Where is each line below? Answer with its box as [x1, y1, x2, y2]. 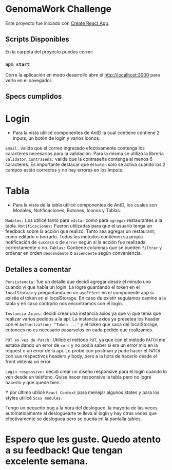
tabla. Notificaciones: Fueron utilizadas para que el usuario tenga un [5, 223, 152, 229]
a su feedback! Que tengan [5, 445, 123, 456]
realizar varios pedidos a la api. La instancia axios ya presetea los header [5, 316, 160, 322]
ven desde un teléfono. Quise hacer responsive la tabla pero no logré [5, 374, 151, 380]
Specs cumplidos [5, 92, 62, 101]
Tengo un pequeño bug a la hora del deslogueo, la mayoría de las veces [5, 405, 158, 411]
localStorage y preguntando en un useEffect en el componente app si [5, 290, 154, 296]
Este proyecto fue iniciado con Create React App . [5, 20, 110, 26]
